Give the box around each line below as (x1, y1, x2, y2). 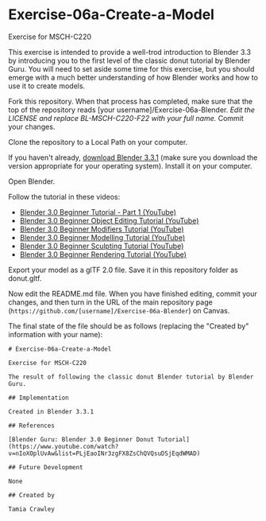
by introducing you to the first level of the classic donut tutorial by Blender (8, 56, 251, 65)
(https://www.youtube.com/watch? (8, 442, 119, 450)
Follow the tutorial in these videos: (8, 192, 121, 201)
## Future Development (8, 463, 83, 471)
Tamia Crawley (8, 505, 56, 513)
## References (8, 422, 56, 430)
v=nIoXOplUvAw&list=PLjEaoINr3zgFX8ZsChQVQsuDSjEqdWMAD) (8, 449, 201, 457)
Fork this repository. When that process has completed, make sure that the (8, 96, 253, 106)
